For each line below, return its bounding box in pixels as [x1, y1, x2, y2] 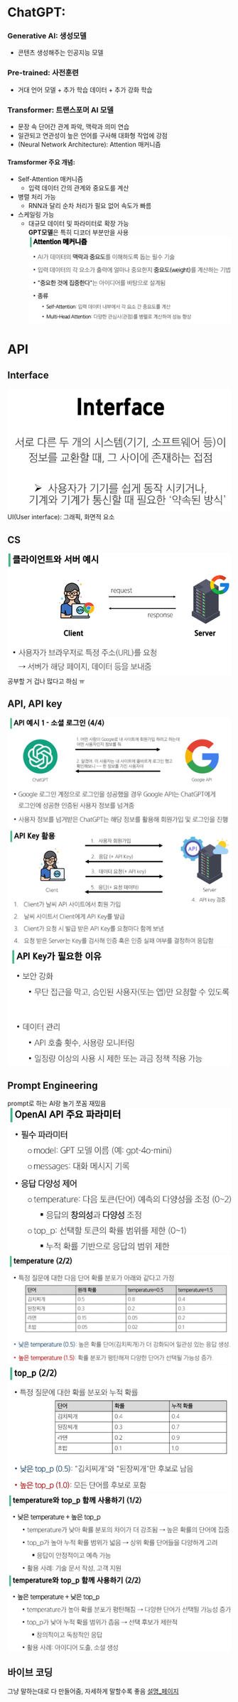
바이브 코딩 [7, 1666, 53, 1679]
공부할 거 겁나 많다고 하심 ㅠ [7, 677, 85, 685]
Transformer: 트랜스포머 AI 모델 [7, 104, 114, 114]
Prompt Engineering [7, 1079, 98, 1091]
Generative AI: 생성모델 [7, 31, 87, 41]
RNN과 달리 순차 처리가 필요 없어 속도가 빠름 [28, 202, 152, 210]
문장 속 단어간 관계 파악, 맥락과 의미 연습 [17, 122, 130, 131]
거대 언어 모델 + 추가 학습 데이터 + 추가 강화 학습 [17, 85, 153, 94]
